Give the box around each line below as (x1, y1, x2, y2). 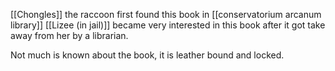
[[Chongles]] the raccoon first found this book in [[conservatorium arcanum (10, 9, 322, 20)
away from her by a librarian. (10, 30, 129, 41)
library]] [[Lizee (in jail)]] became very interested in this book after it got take (10, 19, 326, 31)
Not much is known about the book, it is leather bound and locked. (10, 49, 285, 61)
